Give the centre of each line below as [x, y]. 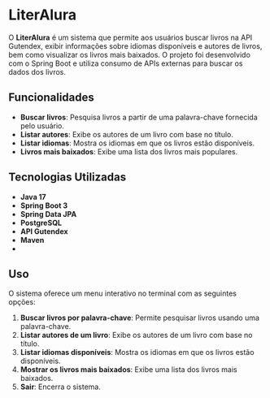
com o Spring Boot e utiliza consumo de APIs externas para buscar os [126, 63]
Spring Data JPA [48, 214]
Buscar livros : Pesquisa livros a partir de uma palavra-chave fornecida [139, 117]
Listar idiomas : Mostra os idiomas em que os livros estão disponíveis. [137, 143]
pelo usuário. [42, 125]
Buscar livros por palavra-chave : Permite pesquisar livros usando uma [140, 318]
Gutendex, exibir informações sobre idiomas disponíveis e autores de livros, [135, 45]
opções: [22, 302]
